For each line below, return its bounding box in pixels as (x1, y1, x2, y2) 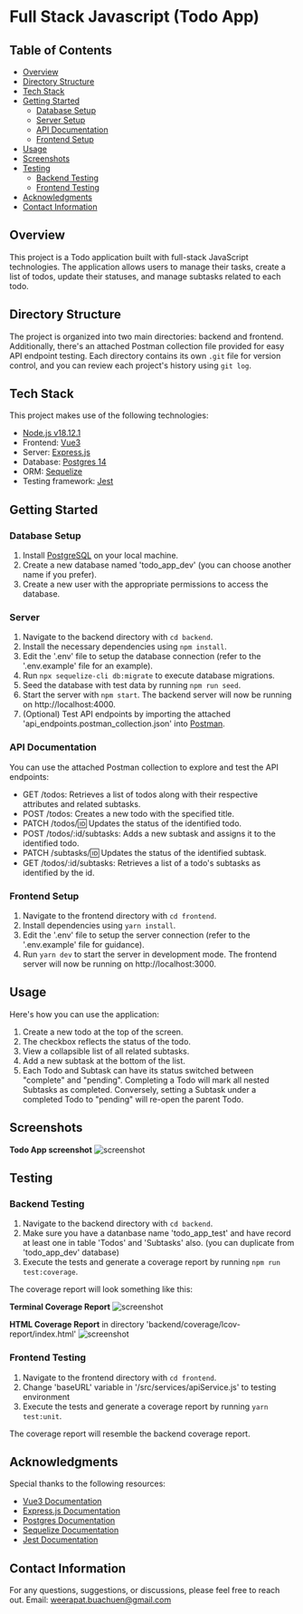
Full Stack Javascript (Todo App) (9, 6, 260, 27)
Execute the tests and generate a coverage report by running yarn (22, 1401, 269, 1412)
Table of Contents (9, 43, 113, 58)
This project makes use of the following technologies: (9, 410, 209, 421)
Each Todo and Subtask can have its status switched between (22, 1065, 254, 1075)
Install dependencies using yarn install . (22, 920, 176, 931)
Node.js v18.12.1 (22, 428, 81, 439)
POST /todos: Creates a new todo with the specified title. (22, 808, 235, 819)
